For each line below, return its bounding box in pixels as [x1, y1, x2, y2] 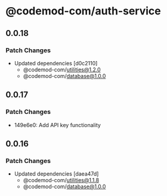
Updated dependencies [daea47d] [14, 170, 99, 177]
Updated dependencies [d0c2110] [14, 59, 98, 67]
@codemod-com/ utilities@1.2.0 [23, 66, 101, 73]
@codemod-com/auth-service [5, 4, 162, 18]
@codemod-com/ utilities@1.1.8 [23, 177, 100, 184]
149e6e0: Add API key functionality [14, 121, 101, 128]
